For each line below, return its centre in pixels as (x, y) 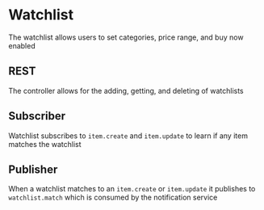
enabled (22, 45)
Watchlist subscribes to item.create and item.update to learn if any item (128, 136)
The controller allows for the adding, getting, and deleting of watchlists (126, 90)
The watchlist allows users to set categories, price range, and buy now (126, 37)
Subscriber (37, 116)
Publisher (33, 169)
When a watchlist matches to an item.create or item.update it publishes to (132, 189)
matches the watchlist (45, 144)
